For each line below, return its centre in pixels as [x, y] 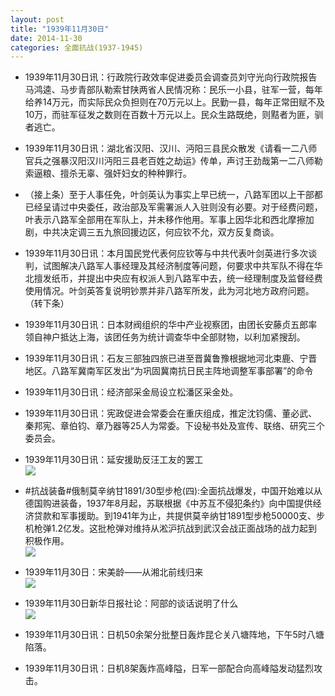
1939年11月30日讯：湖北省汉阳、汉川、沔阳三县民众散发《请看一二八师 [171, 148]
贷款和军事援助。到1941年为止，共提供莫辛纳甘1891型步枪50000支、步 [179, 516]
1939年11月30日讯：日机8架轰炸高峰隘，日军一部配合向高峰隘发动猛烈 [169, 668]
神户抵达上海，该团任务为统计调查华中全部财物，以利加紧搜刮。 [174, 337]
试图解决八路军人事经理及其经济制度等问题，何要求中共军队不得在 [178, 266]
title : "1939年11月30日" [60, 29]
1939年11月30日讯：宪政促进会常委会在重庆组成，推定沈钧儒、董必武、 [171, 413]
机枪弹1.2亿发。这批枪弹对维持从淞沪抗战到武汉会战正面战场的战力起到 [171, 528]
